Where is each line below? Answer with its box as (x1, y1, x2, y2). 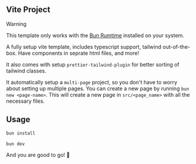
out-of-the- (162, 43, 191, 50)
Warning (6, 20, 27, 27)
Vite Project (6, 5, 51, 15)
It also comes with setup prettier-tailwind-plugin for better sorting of (6, 61, 180, 68)
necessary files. (6, 97, 45, 104)
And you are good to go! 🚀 (6, 152, 70, 159)
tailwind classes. (6, 67, 47, 74)
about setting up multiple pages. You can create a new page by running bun (6, 85, 190, 92)
